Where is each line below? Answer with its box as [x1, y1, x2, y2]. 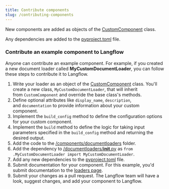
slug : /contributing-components [5, 12, 74, 17]
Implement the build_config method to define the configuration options [12, 113, 162, 119]
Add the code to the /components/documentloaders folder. [12, 140, 136, 146]
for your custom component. [12, 118, 73, 124]
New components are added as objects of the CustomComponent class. [5, 26, 156, 32]
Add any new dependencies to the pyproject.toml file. [12, 156, 125, 163]
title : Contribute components [5, 7, 70, 13]
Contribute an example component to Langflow [5, 49, 124, 56]
